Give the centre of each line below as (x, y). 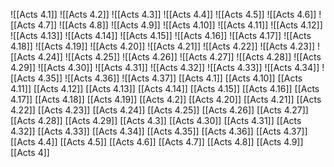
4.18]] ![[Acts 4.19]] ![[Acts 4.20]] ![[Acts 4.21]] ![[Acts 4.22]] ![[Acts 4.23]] (163, 46)
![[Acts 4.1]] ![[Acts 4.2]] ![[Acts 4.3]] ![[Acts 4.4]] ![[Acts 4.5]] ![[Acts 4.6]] (163, 14)
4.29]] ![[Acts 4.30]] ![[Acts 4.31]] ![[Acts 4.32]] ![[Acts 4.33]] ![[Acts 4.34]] (165, 67)
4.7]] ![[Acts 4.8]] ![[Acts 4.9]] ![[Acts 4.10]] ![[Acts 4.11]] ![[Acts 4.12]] (180, 25)
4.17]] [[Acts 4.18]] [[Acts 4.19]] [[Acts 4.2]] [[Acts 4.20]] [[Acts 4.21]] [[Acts (166, 99)
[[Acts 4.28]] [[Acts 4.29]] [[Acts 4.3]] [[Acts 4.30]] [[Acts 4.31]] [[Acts (156, 120)
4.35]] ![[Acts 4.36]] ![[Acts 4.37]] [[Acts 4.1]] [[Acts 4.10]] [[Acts (170, 78)
